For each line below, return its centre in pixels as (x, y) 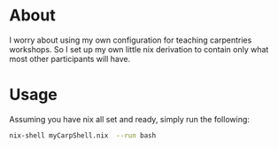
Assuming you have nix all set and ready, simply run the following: (130, 119)
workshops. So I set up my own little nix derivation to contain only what (139, 49)
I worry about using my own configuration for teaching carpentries (131, 40)
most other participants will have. (70, 59)
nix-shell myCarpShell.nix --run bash (83, 135)
